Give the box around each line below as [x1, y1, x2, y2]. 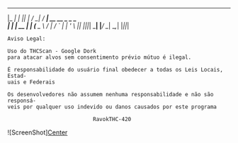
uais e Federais [7, 79, 55, 86]
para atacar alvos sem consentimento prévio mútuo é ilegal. [7, 54, 192, 61]
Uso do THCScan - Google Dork [7, 47, 97, 55]
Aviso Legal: [7, 35, 46, 42]
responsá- [7, 97, 37, 104]
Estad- [7, 72, 27, 79]
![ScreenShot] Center [7, 128, 68, 137]
